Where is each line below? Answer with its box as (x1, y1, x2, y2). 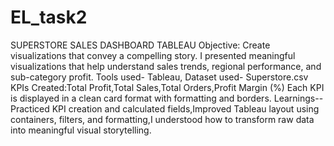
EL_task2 (10, 6, 88, 29)
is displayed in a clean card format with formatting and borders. (10, 92, 272, 104)
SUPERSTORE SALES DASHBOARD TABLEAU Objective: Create (10, 39, 271, 51)
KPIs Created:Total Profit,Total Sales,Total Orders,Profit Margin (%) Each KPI (10, 81, 325, 93)
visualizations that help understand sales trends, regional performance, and (10, 60, 322, 72)
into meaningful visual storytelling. (10, 124, 152, 136)
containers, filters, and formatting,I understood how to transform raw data (10, 113, 315, 125)
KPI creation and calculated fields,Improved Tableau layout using (51, 102, 320, 115)
